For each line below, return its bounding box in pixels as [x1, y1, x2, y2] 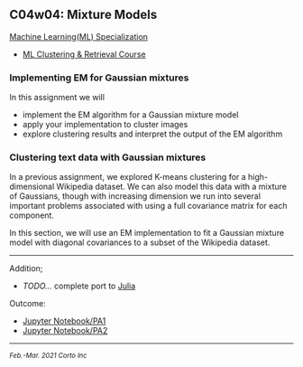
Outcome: [9, 298, 47, 309]
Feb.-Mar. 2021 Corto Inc [9, 352, 87, 361]
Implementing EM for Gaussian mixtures [9, 71, 189, 84]
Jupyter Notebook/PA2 [22, 325, 108, 336]
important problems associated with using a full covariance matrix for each [9, 201, 288, 212]
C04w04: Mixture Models [9, 7, 158, 23]
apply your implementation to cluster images [22, 119, 188, 130]
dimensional [9, 181, 55, 193]
